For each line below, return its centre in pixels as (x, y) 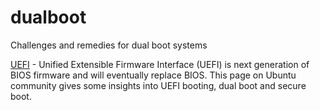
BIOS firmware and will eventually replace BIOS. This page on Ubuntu (153, 75)
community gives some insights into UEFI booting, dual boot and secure (158, 85)
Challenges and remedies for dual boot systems (109, 45)
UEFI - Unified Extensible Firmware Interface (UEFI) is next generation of (160, 64)
